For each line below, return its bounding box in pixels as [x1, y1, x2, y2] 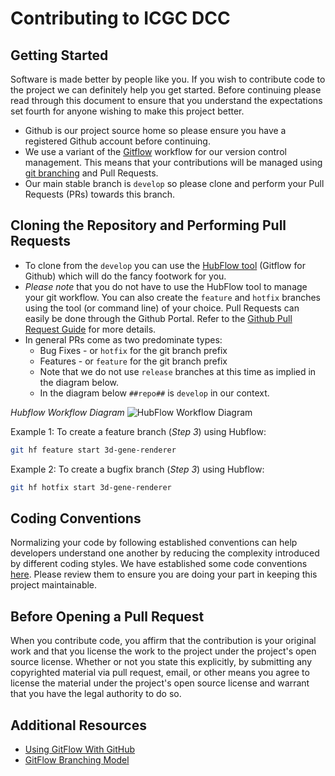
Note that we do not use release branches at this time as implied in [39, 365, 317, 377]
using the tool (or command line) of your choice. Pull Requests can [24, 302, 300, 314]
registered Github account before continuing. [24, 135, 211, 147]
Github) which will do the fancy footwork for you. [24, 270, 227, 282]
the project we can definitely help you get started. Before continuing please [10, 84, 322, 96]
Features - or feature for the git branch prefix [39, 355, 228, 367]
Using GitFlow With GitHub [24, 743, 136, 755]
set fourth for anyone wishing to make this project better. [10, 105, 245, 117]
